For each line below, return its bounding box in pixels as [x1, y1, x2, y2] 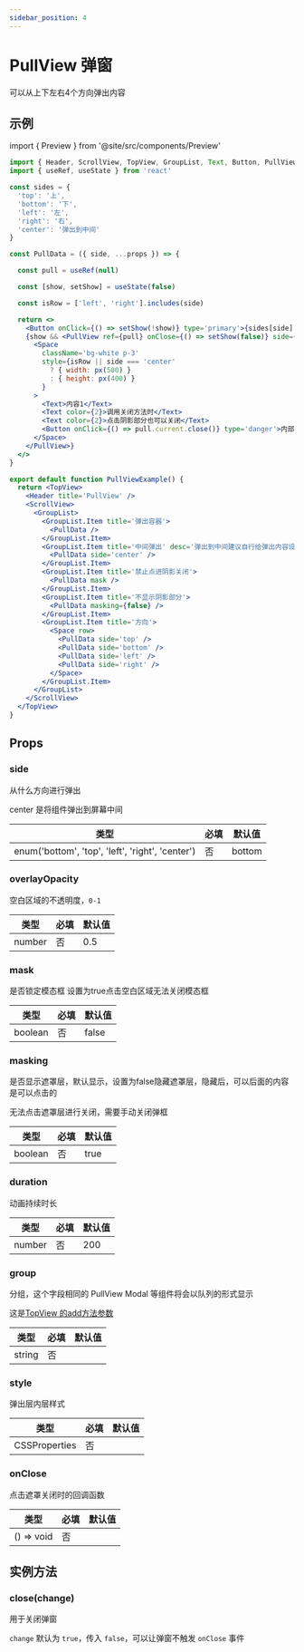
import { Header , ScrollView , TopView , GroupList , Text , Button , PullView [9, 158, 298, 168]
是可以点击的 [9, 1087, 57, 1098]
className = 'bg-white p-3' [42, 349, 140, 358]
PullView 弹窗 [9, 55, 113, 75]
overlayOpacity [9, 873, 80, 885]
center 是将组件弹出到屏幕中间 [9, 804, 124, 815]
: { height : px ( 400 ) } [49, 373, 136, 383]
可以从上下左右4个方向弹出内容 [9, 87, 127, 98]
